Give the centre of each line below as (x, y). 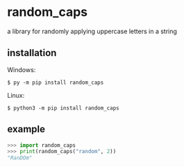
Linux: (16, 95)
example (26, 129)
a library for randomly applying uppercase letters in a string (92, 31)
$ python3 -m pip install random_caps (63, 108)
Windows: (22, 69)
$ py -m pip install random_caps (56, 82)
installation (32, 53)
